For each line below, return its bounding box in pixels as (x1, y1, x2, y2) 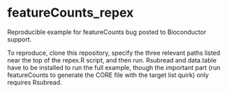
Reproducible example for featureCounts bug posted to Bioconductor (7, 28, 207, 36)
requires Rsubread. (7, 78, 63, 86)
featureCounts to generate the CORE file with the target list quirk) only (7, 71, 210, 79)
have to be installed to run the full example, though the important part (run (7, 63, 221, 71)
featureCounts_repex (7, 5, 134, 21)
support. (7, 35, 32, 43)
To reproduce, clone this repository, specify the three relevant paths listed (7, 49, 221, 57)
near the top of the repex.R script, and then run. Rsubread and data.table (7, 56, 217, 64)
